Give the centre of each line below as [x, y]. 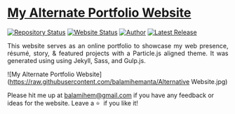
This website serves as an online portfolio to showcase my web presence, [118, 45]
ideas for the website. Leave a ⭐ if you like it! [73, 103]
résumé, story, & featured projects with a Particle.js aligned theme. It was [118, 53]
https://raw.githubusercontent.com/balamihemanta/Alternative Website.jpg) [119, 81]
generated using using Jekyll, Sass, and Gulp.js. [76, 60]
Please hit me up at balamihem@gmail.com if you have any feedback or [111, 95]
